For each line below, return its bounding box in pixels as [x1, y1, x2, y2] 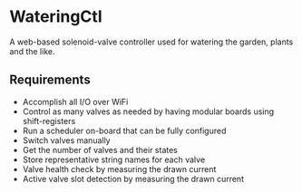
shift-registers [22, 115, 76, 126]
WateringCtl [9, 6, 102, 27]
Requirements [9, 72, 91, 88]
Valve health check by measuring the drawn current [22, 163, 217, 174]
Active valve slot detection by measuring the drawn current [22, 173, 245, 184]
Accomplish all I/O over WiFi [22, 96, 129, 107]
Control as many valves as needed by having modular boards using [22, 106, 275, 117]
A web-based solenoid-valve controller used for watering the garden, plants [9, 36, 294, 47]
